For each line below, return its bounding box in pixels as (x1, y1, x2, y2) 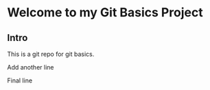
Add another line (7, 63, 54, 71)
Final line (7, 76, 33, 85)
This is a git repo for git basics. (7, 50, 95, 58)
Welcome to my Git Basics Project (7, 5, 204, 20)
